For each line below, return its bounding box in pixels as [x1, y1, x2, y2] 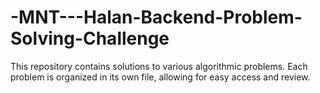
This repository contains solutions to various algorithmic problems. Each [10, 60, 308, 72]
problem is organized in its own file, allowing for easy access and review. [10, 71, 311, 83]
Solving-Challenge [10, 27, 170, 50]
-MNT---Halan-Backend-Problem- [10, 6, 303, 29]
